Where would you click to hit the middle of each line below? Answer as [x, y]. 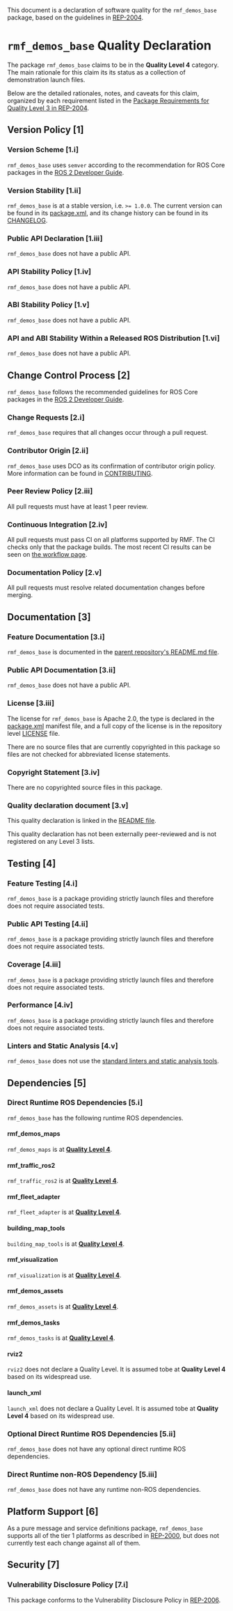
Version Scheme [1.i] [43, 150]
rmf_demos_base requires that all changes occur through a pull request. [108, 433]
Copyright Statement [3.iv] [54, 772]
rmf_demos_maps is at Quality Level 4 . [60, 1150]
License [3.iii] [31, 703]
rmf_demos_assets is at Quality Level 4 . [63, 1306]
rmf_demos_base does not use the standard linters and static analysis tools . [113, 1061]
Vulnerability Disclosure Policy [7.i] [68, 1585]
